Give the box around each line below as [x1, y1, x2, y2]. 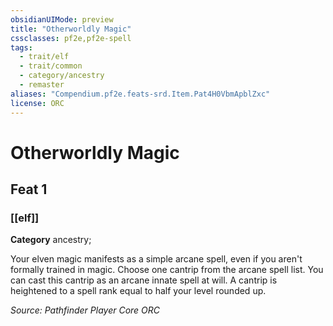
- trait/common [19, 61, 83, 71]
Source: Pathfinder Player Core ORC [10, 304, 161, 316]
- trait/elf [19, 52, 70, 62]
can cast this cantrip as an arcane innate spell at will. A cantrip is [10, 274, 278, 286]
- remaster [19, 80, 65, 90]
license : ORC [10, 98, 65, 108]
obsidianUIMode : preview [10, 14, 114, 25]
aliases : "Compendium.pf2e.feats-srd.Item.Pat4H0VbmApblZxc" [10, 89, 271, 99]
